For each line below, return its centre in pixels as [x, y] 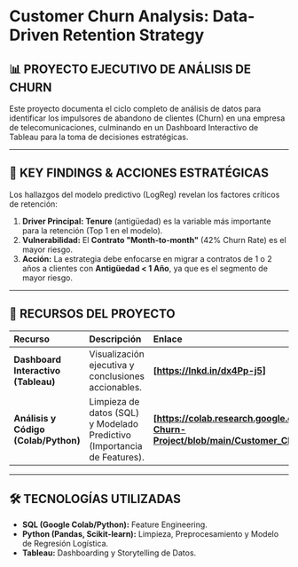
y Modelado [114, 423]
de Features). [116, 457]
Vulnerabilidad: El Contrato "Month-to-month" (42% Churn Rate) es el [154, 240]
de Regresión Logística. [65, 544]
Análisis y [35, 418]
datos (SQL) [114, 413]
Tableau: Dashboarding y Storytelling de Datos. [109, 553]
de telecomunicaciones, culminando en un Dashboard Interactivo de [134, 127]
